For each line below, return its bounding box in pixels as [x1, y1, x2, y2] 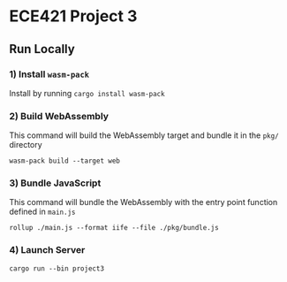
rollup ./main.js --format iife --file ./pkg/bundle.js [9, 224, 219, 232]
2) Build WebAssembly [9, 110, 109, 122]
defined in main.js [9, 206, 76, 217]
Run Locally [9, 42, 75, 57]
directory [9, 140, 42, 150]
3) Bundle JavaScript [9, 177, 102, 189]
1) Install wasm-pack [9, 68, 90, 80]
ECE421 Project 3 [9, 6, 138, 27]
